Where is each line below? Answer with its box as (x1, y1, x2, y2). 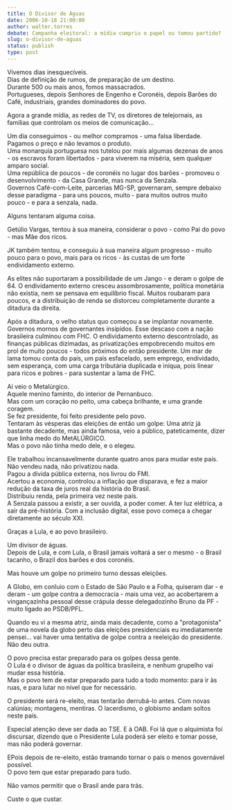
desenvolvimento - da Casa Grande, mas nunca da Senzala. (7, 176, 178, 184)
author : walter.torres (7, 23, 73, 30)
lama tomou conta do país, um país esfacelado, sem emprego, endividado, (7, 354, 220, 362)
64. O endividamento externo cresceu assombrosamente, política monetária (7, 281, 224, 290)
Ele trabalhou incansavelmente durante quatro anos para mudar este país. (7, 454, 218, 463)
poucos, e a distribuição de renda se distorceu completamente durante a (7, 296, 215, 304)
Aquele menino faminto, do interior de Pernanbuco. (7, 390, 154, 398)
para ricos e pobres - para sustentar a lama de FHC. (7, 369, 156, 377)
